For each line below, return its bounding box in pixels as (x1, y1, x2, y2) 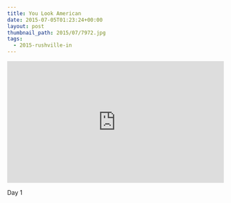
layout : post (7, 23, 45, 29)
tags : (7, 36, 23, 43)
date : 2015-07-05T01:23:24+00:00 (7, 16, 103, 23)
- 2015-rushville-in (13, 42, 72, 49)
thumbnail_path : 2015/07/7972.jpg (7, 29, 107, 36)
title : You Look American (7, 10, 81, 17)
